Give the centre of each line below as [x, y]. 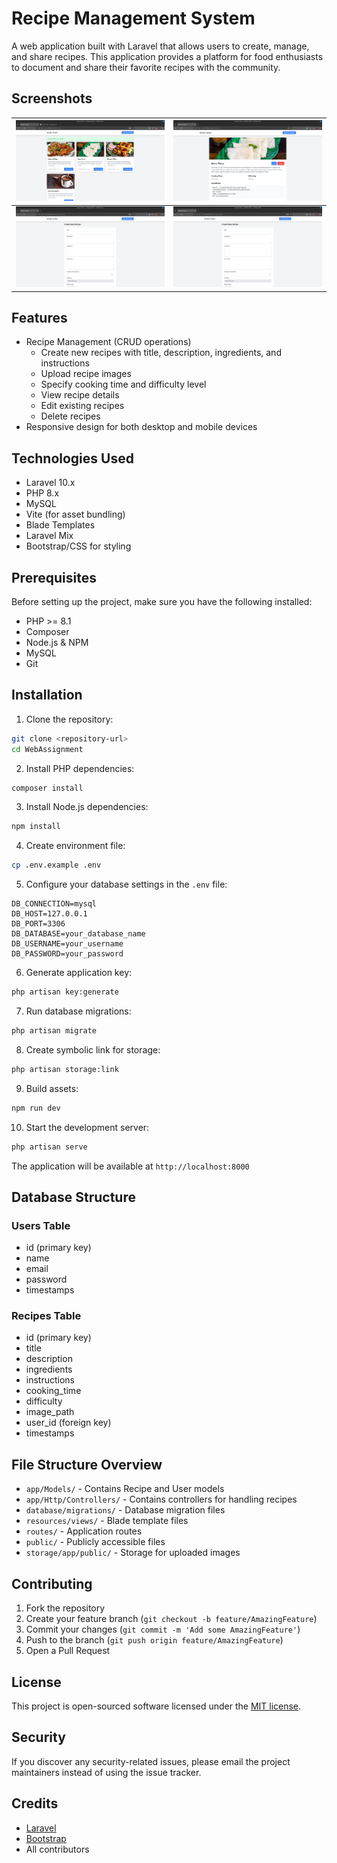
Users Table [41, 1225]
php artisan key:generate [65, 992]
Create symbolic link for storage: [93, 1049]
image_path [50, 1412]
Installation [47, 695]
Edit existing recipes [82, 406]
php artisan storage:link [65, 1069]
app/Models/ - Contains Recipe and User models [125, 1489]
